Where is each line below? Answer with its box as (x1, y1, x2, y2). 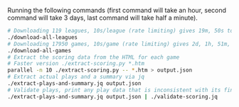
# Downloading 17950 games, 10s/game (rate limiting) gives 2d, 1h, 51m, (7, 40, 231, 47)
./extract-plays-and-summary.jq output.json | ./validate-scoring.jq (7, 93, 218, 100)
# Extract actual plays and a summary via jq (7, 74, 144, 81)
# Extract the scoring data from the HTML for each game (7, 53, 180, 61)
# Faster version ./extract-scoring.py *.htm (7, 60, 144, 67)
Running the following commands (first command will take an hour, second (7, 6, 226, 14)
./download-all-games (7, 47, 72, 54)
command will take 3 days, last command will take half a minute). (7, 13, 198, 22)
